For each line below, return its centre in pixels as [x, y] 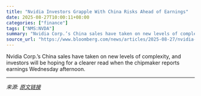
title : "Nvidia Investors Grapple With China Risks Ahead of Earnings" [97, 12]
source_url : [21, 39]
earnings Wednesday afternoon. [46, 69]
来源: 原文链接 [23, 87]
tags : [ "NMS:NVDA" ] [31, 28]
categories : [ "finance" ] [37, 23]
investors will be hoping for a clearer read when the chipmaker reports [93, 63]
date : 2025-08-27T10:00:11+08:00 [48, 17]
